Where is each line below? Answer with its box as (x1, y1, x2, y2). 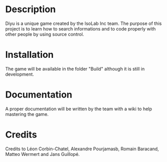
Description (5, 4, 56, 15)
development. (5, 71, 34, 77)
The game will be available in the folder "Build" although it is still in (5, 66, 145, 72)
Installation (5, 49, 54, 60)
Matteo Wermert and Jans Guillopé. (5, 151, 80, 157)
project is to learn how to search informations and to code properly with (5, 25, 156, 31)
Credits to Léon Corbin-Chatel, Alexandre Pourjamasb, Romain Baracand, (5, 146, 159, 152)
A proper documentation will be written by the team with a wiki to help (5, 106, 152, 112)
